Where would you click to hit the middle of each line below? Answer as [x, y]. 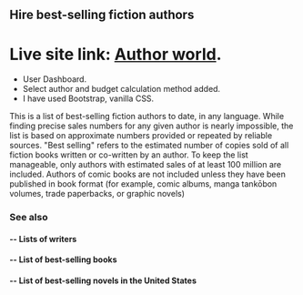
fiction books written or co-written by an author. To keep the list [129, 155]
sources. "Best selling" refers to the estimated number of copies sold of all [149, 146]
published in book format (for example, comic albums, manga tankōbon [143, 184]
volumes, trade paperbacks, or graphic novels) [97, 194]
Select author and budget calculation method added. [121, 89]
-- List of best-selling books [63, 259]
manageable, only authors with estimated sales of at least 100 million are [146, 165]
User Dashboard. [55, 79]
